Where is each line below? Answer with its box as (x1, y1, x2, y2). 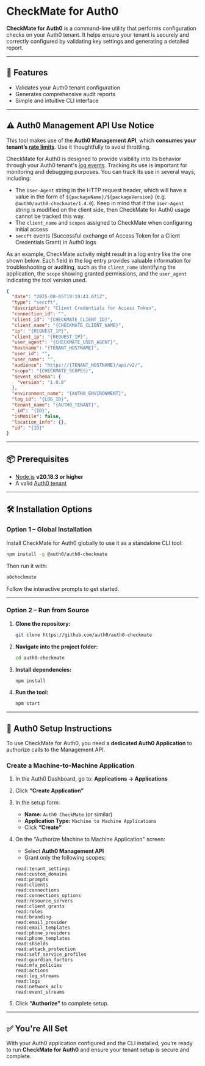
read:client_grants (15, 903, 65, 910)
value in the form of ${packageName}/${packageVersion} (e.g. (15, 193, 167, 200)
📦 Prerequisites (6, 454, 70, 464)
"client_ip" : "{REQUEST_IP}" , (12, 334, 88, 340)
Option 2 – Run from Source (6, 606, 90, 615)
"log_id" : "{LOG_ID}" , (12, 396, 70, 402)
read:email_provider (15, 920, 68, 926)
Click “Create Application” (15, 787, 84, 794)
